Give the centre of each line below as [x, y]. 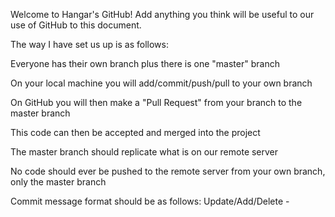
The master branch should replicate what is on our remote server [144, 152]
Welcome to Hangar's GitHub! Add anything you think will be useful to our [162, 14]
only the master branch [58, 182]
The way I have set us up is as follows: [89, 44]
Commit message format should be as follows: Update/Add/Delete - [150, 201]
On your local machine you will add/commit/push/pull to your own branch [161, 83]
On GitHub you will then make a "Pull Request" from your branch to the [156, 102]
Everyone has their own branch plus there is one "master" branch [145, 63]
